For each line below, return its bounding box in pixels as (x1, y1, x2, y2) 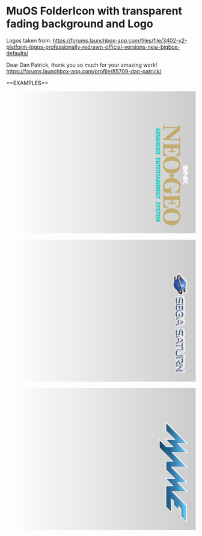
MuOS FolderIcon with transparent (6, 4, 182, 18)
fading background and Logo (6, 17, 153, 31)
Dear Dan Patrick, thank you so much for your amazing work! (6, 61, 158, 69)
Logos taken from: (6, 37, 52, 44)
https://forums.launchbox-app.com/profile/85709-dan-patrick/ (6, 67, 162, 75)
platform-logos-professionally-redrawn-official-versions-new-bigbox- (6, 43, 180, 50)
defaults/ (6, 49, 29, 56)
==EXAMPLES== (6, 79, 49, 87)
